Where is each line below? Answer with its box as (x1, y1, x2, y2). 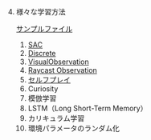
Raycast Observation (27, 66, 98, 74)
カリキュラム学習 (27, 114, 85, 122)
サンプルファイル (15, 24, 73, 34)
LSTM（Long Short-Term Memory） (27, 103, 148, 113)
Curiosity (27, 84, 59, 94)
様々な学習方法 (15, 7, 66, 16)
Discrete (27, 49, 56, 58)
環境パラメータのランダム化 (27, 123, 120, 133)
